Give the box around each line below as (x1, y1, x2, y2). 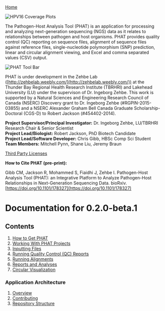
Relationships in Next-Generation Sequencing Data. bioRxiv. (5, 180, 127, 186)
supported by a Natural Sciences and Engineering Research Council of (5, 95, 149, 101)
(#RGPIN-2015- (120, 100, 152, 105)
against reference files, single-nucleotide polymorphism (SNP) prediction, (5, 44, 156, 50)
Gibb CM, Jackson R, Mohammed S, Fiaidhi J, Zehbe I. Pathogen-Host (5, 170, 148, 175)
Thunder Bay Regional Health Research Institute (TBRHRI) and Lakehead (5, 84, 153, 90)
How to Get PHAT (12, 235, 48, 241)
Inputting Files (12, 246, 41, 251)
